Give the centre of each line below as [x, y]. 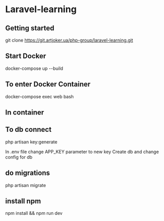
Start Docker [26, 56]
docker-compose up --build [34, 68]
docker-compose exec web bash [40, 96]
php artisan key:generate [31, 142]
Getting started [30, 28]
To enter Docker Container [48, 84]
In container [25, 113]
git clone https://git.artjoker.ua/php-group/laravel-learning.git [69, 40]
